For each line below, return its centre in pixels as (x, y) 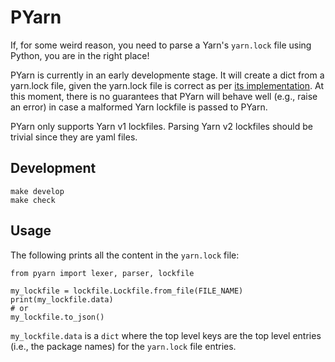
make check (33, 200)
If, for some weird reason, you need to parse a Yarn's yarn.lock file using (161, 45)
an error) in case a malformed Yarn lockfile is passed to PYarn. (139, 107)
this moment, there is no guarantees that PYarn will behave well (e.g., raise (164, 96)
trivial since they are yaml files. (74, 137)
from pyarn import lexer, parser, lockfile (102, 273)
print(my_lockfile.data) (62, 299)
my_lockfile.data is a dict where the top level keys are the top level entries (166, 335)
